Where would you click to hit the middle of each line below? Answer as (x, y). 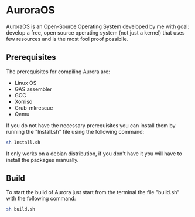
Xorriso (23, 101)
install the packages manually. (42, 160)
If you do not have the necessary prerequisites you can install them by (91, 125)
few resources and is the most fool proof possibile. (67, 39)
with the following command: (41, 199)
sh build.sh (20, 209)
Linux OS (25, 83)
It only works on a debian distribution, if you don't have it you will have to (94, 154)
